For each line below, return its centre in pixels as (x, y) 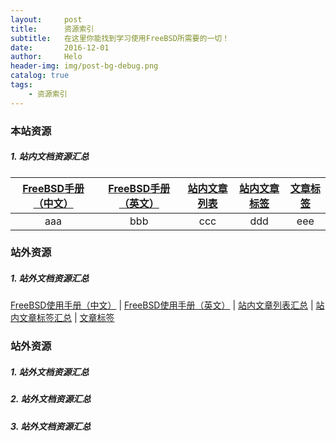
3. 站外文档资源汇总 (51, 426)
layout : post (46, 19)
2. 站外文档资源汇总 (51, 399)
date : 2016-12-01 (60, 47)
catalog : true (40, 76)
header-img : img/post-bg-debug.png (84, 66)
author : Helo (46, 57)
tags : (21, 85)
